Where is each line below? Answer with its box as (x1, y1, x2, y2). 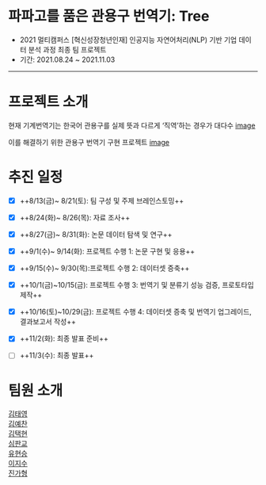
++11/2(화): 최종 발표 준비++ (19, 334, 109, 343)
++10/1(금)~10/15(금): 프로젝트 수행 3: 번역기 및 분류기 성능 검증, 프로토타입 (19, 281, 255, 290)
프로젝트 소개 (8, 93, 89, 111)
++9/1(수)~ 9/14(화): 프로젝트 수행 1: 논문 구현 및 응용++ (19, 246, 196, 256)
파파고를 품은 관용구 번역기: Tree (8, 7, 210, 25)
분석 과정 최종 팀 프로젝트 (28, 44, 107, 54)
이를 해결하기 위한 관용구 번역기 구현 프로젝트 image (8, 137, 170, 147)
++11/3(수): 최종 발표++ (19, 350, 94, 361)
